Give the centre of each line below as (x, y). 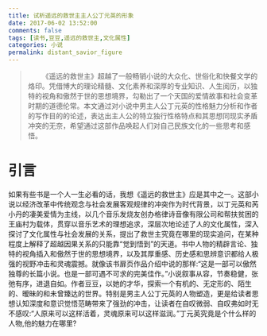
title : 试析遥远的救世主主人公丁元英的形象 (71, 15)
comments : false (35, 30)
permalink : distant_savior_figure (66, 52)
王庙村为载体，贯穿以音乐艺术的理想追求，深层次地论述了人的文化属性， (126, 224)
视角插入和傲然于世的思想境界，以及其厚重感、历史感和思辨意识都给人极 (140, 253)
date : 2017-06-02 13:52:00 (53, 23)
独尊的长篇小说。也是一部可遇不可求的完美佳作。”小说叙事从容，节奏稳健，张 (133, 273)
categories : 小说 (36, 45)
